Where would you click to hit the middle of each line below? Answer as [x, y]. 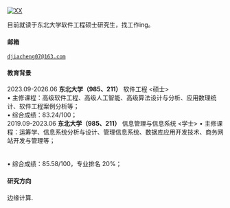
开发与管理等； [34, 141]
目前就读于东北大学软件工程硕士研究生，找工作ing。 [81, 25]
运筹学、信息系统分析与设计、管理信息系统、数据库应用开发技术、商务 [118, 132]
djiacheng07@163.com [37, 57]
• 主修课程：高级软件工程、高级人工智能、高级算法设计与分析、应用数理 [109, 98]
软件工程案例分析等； [49, 106]
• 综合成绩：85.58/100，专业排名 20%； [65, 164]
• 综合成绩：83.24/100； [42, 115]
